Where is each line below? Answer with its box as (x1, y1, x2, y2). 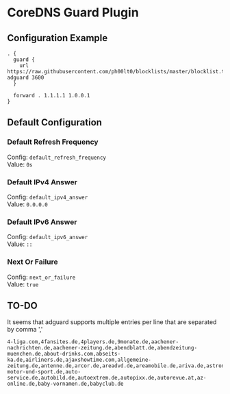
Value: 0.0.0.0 (7, 200, 48, 208)
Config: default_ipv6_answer (7, 233, 88, 241)
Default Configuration (7, 116, 103, 128)
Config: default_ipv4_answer (7, 193, 88, 201)
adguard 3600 (7, 74, 44, 81)
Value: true (7, 280, 39, 288)
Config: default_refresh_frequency (7, 153, 107, 161)
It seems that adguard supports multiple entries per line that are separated (7, 318, 217, 326)
